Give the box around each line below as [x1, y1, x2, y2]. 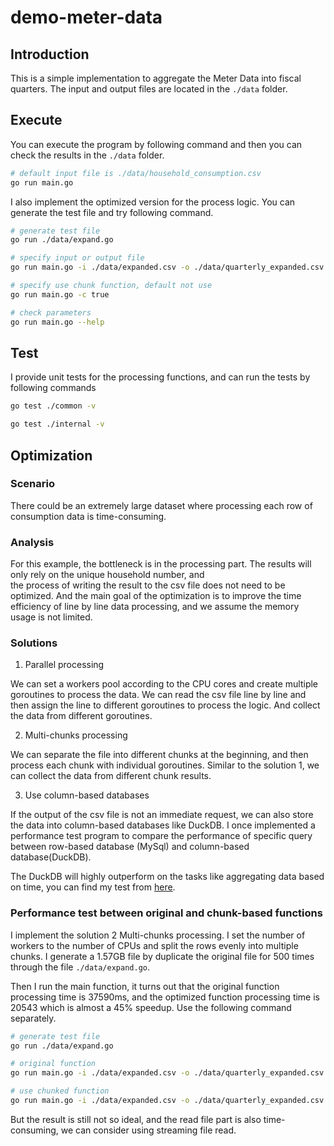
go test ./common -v [10, 401, 97, 411]
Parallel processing [24, 659, 105, 671]
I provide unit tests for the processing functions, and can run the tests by [10, 371, 311, 383]
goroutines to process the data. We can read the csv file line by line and [10, 689, 307, 701]
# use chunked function [10, 1086, 110, 1096]
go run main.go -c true [10, 289, 110, 300]
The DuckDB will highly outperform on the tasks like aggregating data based [10, 871, 325, 883]
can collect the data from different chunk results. [10, 770, 212, 782]
